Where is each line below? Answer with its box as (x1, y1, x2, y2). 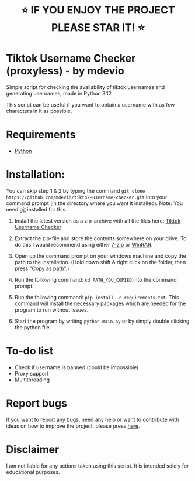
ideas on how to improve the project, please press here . (6, 422, 140, 429)
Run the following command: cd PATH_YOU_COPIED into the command (14, 277, 177, 283)
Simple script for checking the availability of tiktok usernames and (6, 84, 165, 91)
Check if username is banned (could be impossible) (14, 363, 139, 371)
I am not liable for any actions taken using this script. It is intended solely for (6, 462, 189, 469)
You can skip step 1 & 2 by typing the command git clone (6, 187, 145, 194)
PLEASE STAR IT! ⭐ (51, 21, 145, 35)
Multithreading (14, 376, 50, 383)
